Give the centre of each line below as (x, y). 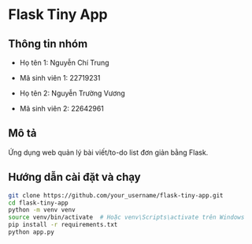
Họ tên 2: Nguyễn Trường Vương (72, 93)
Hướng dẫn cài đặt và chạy (74, 177)
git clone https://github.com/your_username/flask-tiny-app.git (116, 195)
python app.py (31, 232)
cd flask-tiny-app (38, 203)
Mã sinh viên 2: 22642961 (62, 109)
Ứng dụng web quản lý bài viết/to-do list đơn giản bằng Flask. (108, 152)
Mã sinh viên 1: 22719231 (60, 78)
